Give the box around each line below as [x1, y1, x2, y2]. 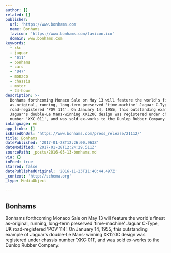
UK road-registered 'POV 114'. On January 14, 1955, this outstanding [5, 225, 148, 232]
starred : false [5, 164, 38, 169]
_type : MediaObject [5, 178, 47, 184]
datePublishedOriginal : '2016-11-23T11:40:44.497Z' [5, 169, 117, 174]
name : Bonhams [10, 27, 40, 32]
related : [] [5, 12, 31, 17]
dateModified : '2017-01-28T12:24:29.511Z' [5, 145, 97, 150]
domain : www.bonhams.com [10, 36, 63, 41]
